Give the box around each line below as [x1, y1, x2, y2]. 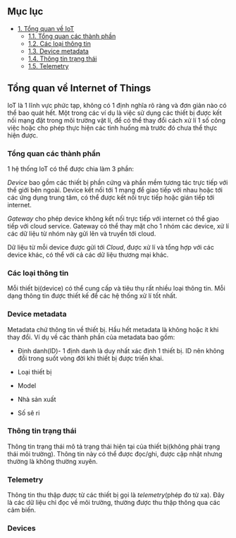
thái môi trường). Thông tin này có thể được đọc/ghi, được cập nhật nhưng [7, 449, 223, 458]
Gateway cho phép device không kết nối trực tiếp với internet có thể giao [7, 214, 220, 223]
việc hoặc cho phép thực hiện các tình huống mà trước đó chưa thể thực [7, 123, 218, 132]
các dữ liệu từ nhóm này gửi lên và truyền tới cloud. [7, 229, 156, 238]
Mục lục [7, 6, 44, 18]
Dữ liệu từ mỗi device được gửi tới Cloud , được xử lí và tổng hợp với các [7, 243, 215, 251]
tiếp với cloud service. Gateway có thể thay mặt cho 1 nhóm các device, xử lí [7, 221, 229, 230]
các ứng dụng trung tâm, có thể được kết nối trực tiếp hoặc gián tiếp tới [7, 193, 215, 202]
